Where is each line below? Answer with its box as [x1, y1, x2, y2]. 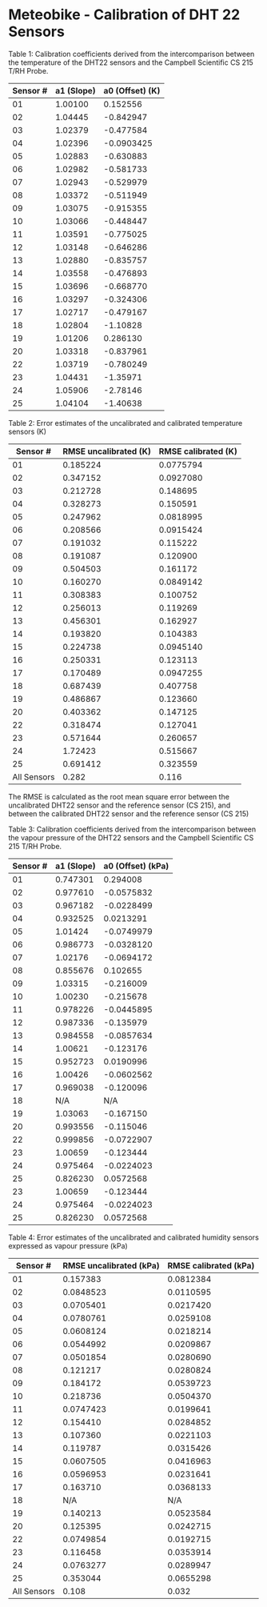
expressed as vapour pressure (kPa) [8, 1240, 128, 1250]
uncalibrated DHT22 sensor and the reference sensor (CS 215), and [8, 800, 231, 810]
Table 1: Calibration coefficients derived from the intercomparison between [8, 49, 255, 58]
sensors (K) [8, 427, 46, 436]
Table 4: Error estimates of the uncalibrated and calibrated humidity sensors [8, 1232, 260, 1242]
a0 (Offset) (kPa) [103, 860, 169, 872]
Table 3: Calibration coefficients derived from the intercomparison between [8, 824, 257, 834]
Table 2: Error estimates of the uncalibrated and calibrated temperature [8, 418, 243, 427]
